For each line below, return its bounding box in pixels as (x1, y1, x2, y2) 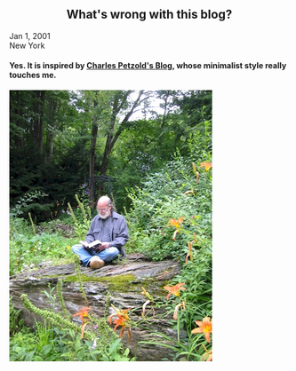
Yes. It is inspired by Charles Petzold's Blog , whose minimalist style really (9, 60, 287, 71)
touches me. (9, 70, 57, 81)
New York (9, 40, 45, 51)
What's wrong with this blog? (66, 7, 233, 22)
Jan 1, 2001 (9, 30, 51, 41)
